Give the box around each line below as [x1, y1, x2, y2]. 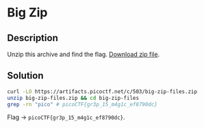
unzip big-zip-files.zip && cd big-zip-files [7, 94, 139, 101]
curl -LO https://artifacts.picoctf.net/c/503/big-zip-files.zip [7, 88, 197, 95]
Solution [7, 70, 44, 81]
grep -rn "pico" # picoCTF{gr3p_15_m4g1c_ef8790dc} [7, 101, 157, 107]
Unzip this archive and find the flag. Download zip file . [7, 50, 160, 58]
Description [7, 32, 58, 44]
